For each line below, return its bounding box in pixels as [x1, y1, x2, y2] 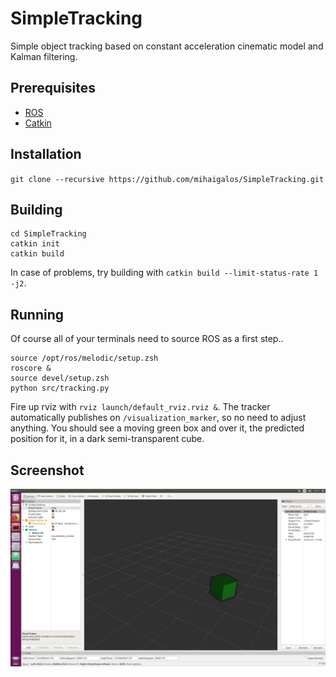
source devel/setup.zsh [10, 373, 110, 384]
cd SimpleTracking [10, 229, 87, 239]
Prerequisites [10, 80, 96, 97]
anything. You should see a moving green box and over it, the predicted [10, 422, 305, 434]
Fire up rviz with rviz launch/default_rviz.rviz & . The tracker [10, 401, 271, 413]
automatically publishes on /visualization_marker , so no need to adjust [10, 412, 307, 424]
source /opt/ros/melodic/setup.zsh [10, 353, 159, 364]
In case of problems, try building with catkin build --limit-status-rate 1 [10, 267, 319, 279]
